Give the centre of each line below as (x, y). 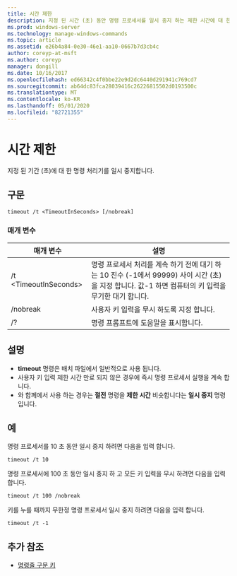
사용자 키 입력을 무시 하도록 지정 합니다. (153, 310)
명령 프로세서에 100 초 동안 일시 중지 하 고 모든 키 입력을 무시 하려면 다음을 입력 (116, 474)
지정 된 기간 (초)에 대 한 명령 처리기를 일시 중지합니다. (81, 170)
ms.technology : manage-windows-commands (68, 34)
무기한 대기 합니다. (120, 296)
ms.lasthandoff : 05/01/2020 (49, 106)
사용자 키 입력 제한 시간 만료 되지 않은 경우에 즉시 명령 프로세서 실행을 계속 (120, 377)
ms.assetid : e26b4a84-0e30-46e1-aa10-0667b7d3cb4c (83, 47)
